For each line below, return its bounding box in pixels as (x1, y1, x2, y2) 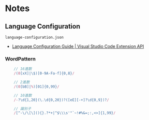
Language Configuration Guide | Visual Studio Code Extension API (12, 44, 144, 49)
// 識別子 (14, 106, 31, 111)
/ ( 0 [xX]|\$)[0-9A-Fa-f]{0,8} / (14, 71, 75, 76)
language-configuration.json (5, 35, 64, 40)
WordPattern (5, 55, 36, 62)
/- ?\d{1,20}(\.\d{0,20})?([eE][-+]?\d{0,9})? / (14, 97, 109, 102)
